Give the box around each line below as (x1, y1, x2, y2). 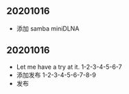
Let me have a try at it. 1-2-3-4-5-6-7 (16, 63, 122, 71)
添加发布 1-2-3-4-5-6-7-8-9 (16, 71, 97, 79)
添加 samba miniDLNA (16, 24, 80, 33)
